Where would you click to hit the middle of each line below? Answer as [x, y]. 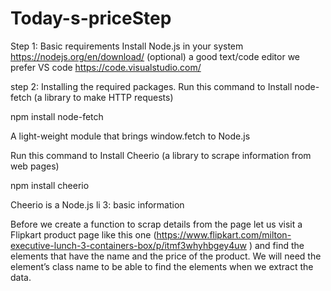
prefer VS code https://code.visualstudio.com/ [106, 67]
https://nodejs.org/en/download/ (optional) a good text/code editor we [155, 56]
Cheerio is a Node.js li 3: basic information [97, 204]
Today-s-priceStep [91, 18]
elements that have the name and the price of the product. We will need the [166, 256]
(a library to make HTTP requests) [103, 97]
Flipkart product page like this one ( [83, 234]
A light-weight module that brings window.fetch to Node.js [130, 136]
